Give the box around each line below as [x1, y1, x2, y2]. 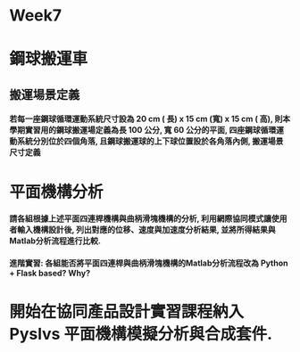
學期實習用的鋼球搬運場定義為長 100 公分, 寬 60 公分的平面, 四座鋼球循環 [9, 125, 277, 135]
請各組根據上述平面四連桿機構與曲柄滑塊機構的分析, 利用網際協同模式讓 [9, 213, 272, 224]
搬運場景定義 [9, 86, 80, 102]
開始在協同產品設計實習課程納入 [9, 301, 245, 322]
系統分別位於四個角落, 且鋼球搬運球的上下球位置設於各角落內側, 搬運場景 [16, 135, 284, 147]
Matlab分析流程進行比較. [9, 235, 101, 246]
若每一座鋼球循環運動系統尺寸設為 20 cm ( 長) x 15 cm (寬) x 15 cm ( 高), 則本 [9, 113, 291, 125]
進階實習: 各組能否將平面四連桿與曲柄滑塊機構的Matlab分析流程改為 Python [9, 258, 288, 268]
